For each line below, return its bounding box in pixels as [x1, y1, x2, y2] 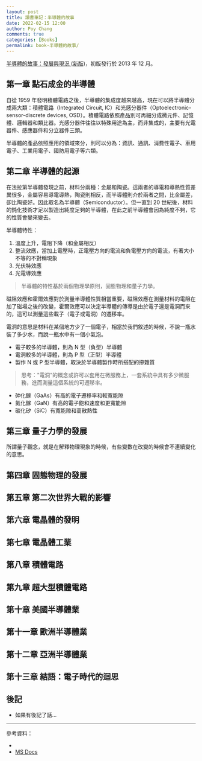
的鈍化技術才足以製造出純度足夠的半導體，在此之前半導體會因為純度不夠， [6, 206, 191, 213]
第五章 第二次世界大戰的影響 [6, 492, 111, 503]
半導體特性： [6, 226, 38, 234]
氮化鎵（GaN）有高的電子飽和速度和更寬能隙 [14, 399, 126, 406]
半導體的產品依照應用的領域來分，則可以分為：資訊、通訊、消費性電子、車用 [6, 139, 196, 147]
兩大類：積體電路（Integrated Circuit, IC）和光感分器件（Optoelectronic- [11, 104, 192, 111]
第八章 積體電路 [6, 559, 64, 570]
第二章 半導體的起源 [6, 167, 79, 177]
